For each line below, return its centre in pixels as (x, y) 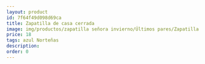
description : (23, 46)
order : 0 (17, 52)
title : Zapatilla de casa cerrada (51, 23)
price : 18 (19, 35)
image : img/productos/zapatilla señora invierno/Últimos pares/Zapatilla (103, 29)
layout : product (27, 12)
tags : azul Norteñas (33, 40)
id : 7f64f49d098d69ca (34, 18)
